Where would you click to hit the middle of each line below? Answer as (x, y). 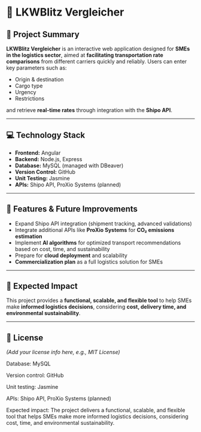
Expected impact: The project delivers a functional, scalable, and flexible (96, 410)
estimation (29, 236)
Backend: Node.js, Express (48, 159)
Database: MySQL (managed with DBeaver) (69, 165)
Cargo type (29, 86)
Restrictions (30, 99)
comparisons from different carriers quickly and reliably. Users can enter (97, 61)
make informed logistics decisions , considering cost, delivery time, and (96, 307)
